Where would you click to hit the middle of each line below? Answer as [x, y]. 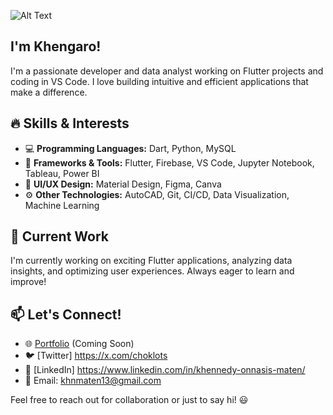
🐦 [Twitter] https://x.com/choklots [96, 356]
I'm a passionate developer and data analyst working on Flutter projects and [167, 71]
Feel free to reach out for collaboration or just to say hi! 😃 [129, 400]
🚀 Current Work [60, 236]
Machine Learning [62, 205]
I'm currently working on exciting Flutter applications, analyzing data [151, 261]
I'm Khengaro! [56, 46]
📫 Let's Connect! [66, 314]
